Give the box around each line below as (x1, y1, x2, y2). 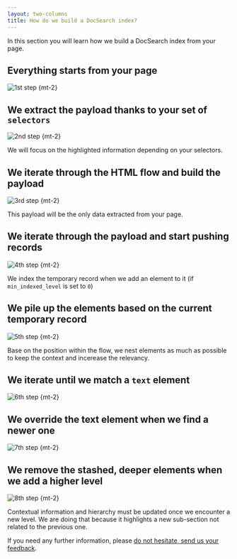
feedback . (7, 544, 37, 552)
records (7, 242, 42, 254)
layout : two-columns (7, 10, 69, 18)
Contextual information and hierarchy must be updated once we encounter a (7, 508, 231, 516)
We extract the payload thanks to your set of (7, 104, 207, 116)
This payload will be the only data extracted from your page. (7, 210, 183, 218)
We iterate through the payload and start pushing (7, 231, 229, 243)
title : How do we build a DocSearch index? (7, 17, 138, 24)
